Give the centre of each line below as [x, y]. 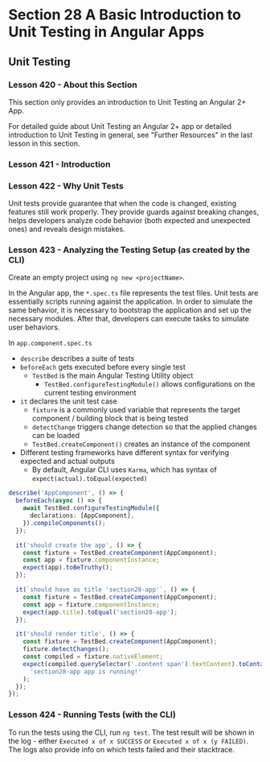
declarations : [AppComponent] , [82, 516]
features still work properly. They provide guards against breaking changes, [134, 212]
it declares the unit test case [69, 401]
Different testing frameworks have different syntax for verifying [125, 453]
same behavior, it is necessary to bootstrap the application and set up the [130, 310]
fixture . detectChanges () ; [66, 649]
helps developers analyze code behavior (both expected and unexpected [129, 221]
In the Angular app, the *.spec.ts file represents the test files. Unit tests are [133, 293]
